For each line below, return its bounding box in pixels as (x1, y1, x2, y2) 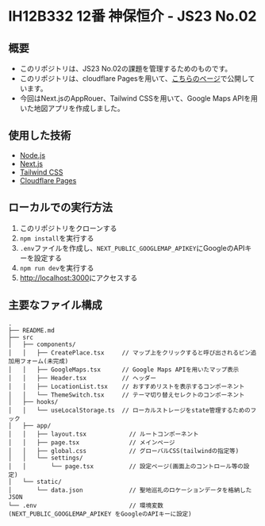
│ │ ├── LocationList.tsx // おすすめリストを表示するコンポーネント (8, 382, 245, 391)
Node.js (19, 150, 46, 159)
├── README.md (8, 327, 56, 335)
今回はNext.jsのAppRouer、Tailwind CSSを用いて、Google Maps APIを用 (19, 94, 258, 103)
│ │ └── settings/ (8, 454, 83, 463)
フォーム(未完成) (19, 358, 69, 366)
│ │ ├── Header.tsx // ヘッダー (8, 374, 157, 382)
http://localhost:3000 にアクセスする (19, 273, 138, 282)
